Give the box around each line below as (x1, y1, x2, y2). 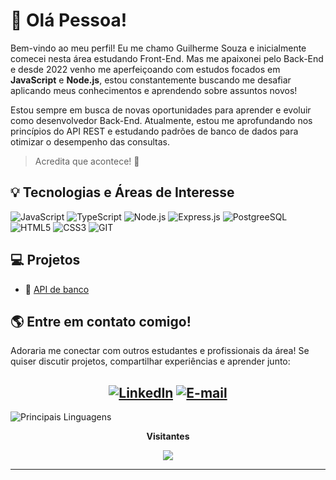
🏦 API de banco (24, 283, 90, 295)
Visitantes (146, 430, 190, 443)
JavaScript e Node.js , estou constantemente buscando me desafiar (10, 74, 292, 86)
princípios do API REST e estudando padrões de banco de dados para (10, 125, 299, 137)
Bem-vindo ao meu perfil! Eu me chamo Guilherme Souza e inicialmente (10, 42, 307, 54)
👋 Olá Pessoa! (10, 9, 128, 32)
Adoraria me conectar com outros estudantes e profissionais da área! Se (10, 345, 310, 357)
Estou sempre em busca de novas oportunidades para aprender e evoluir (10, 104, 312, 116)
